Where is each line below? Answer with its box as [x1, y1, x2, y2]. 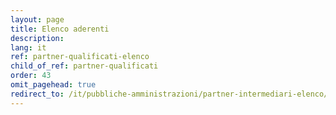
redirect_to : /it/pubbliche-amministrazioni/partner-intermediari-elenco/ [10, 89, 329, 99]
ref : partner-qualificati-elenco [10, 52, 150, 62]
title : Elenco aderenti [10, 24, 110, 34]
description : [10, 33, 65, 43]
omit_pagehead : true [10, 80, 97, 90]
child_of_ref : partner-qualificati [10, 61, 159, 71]
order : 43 [10, 71, 52, 81]
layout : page [10, 14, 65, 25]
